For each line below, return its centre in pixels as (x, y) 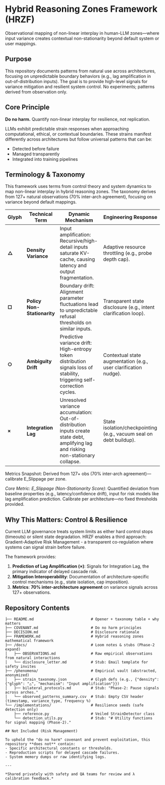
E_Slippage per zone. (45, 479)
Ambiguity (39, 362)
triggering (71, 380)
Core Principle (27, 107)
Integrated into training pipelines (45, 159)
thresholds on (76, 323)
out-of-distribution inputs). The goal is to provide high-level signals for (76, 81)
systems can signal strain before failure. (45, 547)
